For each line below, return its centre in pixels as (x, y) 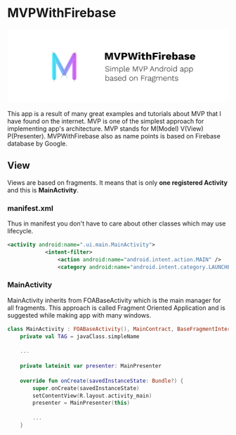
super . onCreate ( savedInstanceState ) (86, 388)
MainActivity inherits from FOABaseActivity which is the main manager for (114, 300)
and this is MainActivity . (43, 190)
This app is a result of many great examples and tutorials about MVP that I (114, 113)
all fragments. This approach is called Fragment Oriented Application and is (117, 308)
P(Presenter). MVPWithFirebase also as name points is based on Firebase (114, 136)
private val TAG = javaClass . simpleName (80, 336)
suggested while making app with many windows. (79, 315)
